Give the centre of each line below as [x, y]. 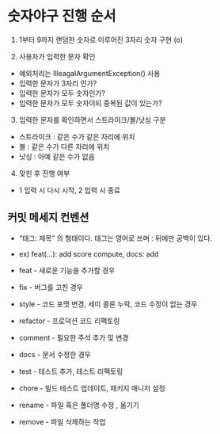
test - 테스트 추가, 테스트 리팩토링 [71, 371]
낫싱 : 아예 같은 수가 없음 [57, 156]
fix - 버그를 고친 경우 [51, 287]
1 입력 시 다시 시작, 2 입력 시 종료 [70, 190]
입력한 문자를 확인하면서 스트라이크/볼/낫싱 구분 [93, 120]
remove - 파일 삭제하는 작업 [62, 421]
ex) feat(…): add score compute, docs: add [89, 253]
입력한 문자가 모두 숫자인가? [62, 93]
